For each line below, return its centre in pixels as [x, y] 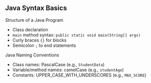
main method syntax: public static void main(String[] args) [76, 35]
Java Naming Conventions [32, 55]
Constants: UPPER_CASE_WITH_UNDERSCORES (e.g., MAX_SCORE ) [79, 75]
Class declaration [30, 30]
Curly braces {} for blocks [39, 40]
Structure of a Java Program [34, 20]
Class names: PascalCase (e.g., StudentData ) [58, 64]
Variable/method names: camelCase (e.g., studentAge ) [68, 70]
